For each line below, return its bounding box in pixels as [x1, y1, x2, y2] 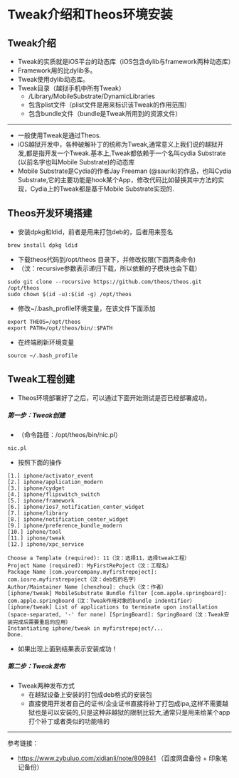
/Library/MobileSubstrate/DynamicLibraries [28, 92, 155, 100]
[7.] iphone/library [7, 510, 69, 517]
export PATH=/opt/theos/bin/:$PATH [7, 325, 113, 332]
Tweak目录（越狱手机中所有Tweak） [17, 84, 126, 93]
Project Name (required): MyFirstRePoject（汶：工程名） [7, 562, 172, 569]
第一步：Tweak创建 [7, 411, 65, 420]
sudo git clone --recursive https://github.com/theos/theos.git [7, 278, 202, 285]
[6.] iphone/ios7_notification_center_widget [7, 503, 144, 510]
